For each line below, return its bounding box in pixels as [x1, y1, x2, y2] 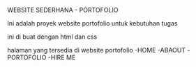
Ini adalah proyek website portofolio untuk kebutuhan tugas [7, 19, 178, 27]
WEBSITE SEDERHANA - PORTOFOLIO [7, 6, 119, 14]
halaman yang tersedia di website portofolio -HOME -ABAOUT [7, 46, 186, 54]
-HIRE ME [47, 53, 76, 61]
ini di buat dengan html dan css [7, 32, 98, 41]
